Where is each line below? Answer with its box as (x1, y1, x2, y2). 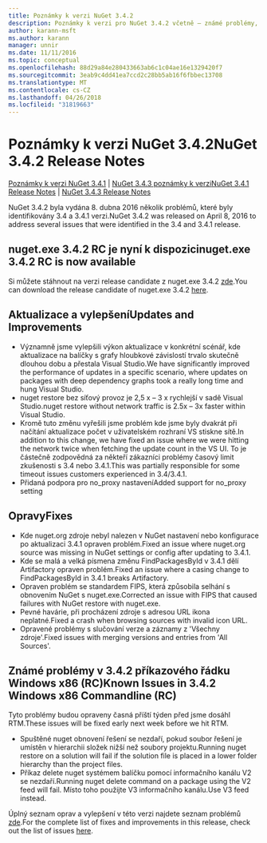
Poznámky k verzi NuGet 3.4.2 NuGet (8, 135, 257, 153)
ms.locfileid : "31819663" (8, 101, 94, 109)
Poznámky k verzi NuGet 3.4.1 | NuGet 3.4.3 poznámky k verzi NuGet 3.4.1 (8, 179, 249, 189)
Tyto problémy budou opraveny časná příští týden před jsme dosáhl (8, 710, 231, 720)
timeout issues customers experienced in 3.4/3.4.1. (19, 469, 187, 479)
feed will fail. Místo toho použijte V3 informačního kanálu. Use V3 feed (19, 785, 249, 795)
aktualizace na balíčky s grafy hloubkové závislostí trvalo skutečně (19, 350, 239, 360)
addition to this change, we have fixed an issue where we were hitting (19, 435, 249, 444)
